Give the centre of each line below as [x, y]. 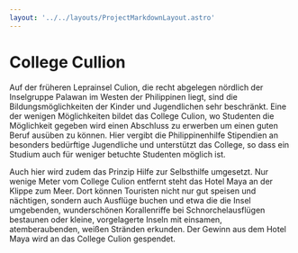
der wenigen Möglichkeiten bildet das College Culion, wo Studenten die [142, 116]
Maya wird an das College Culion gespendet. [92, 239]
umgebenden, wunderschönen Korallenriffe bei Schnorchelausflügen [137, 210]
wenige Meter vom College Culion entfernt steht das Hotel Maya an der [141, 181]
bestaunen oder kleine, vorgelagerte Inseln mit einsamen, [116, 219]
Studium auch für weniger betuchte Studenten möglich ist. [117, 154]
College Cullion [68, 62]
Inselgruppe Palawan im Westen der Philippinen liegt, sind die [124, 96]
